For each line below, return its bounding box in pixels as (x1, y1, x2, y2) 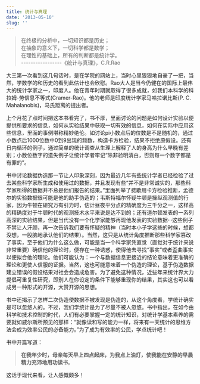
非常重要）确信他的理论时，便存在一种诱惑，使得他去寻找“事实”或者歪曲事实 (6, 246, 193, 253)
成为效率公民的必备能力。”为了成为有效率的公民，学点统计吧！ (16, 326, 168, 333)
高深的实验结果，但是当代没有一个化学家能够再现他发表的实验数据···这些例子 (6, 216, 193, 224)
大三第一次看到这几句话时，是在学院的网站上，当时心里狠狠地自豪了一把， (6, 72, 189, 79)
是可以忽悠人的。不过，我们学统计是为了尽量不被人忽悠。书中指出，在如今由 (6, 304, 194, 311)
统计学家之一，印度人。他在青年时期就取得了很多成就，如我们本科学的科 (16, 87, 194, 94)
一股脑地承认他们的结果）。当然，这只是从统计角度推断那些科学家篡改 (21, 231, 192, 239)
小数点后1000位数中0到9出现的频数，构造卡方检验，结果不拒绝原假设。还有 (6, 137, 192, 144)
